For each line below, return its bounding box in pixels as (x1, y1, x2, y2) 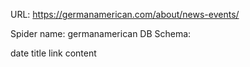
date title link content (10, 47, 97, 59)
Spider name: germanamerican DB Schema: (10, 28, 192, 39)
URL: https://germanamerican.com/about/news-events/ (10, 9, 240, 20)
